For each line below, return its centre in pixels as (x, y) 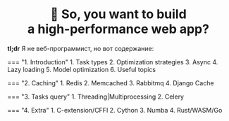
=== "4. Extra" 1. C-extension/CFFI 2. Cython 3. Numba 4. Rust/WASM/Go (115, 110)
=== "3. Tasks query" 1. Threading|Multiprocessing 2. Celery (96, 97)
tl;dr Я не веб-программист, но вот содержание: (81, 48)
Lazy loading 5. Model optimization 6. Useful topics (82, 69)
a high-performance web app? (118, 29)
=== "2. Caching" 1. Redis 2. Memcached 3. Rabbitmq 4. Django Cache (111, 83)
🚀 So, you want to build (118, 14)
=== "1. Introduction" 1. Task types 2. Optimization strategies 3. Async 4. (113, 62)
